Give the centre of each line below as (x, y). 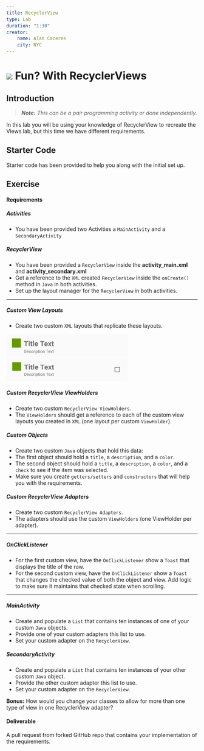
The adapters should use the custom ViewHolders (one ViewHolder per (103, 518)
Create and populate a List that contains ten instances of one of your (102, 621)
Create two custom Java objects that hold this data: (79, 450)
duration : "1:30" (28, 26)
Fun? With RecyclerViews (81, 76)
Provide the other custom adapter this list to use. (76, 683)
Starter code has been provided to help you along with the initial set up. (96, 165)
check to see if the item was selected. (62, 470)
